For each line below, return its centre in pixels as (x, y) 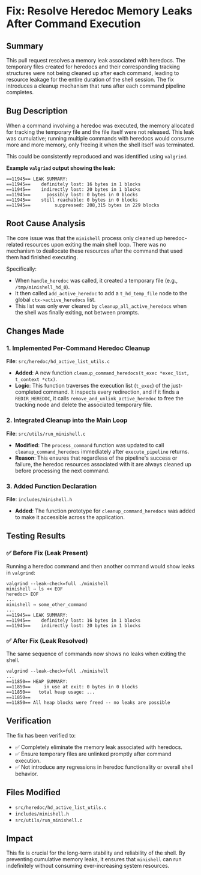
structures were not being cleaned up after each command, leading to (93, 73)
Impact (19, 838)
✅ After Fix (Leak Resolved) (47, 640)
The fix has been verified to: (41, 735)
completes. (20, 92)
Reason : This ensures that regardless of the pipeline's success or (96, 458)
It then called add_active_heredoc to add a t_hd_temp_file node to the (101, 293)
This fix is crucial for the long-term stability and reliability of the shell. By (96, 853)
